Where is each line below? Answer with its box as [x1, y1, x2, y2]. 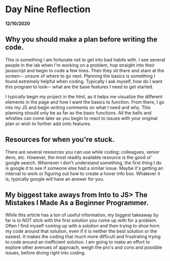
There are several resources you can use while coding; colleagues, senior [5, 149, 160, 155]
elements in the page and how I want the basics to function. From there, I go [5, 99, 165, 105]
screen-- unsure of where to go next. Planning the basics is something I [5, 73, 156, 79]
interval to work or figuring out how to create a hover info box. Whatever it [5, 170, 160, 177]
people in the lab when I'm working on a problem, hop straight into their [5, 62, 155, 68]
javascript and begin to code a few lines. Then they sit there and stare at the [5, 67, 164, 73]
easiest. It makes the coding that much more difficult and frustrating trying [5, 234, 161, 240]
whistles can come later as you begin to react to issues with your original [5, 115, 158, 121]
